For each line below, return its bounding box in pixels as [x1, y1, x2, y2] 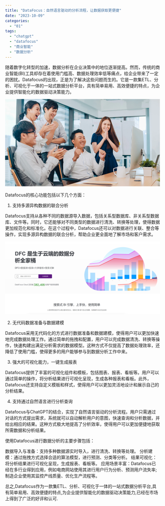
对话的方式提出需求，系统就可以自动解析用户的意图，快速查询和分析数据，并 [5, 415, 160, 421]
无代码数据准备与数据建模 [12, 319, 64, 325]
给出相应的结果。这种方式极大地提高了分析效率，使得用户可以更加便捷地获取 [5, 421, 160, 427]
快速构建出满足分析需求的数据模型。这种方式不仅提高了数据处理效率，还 [13, 342, 160, 348]
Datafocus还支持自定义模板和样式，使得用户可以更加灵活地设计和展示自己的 [5, 381, 160, 387]
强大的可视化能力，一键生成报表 [12, 359, 77, 365]
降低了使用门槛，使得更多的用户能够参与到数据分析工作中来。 [5, 348, 130, 354]
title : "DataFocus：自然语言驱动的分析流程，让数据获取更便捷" [5, 8, 122, 13]
